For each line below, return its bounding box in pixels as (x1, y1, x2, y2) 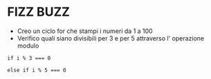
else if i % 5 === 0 (7, 67, 67, 74)
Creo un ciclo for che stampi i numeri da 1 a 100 (17, 27, 154, 35)
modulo (17, 41, 39, 49)
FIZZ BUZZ (7, 4, 71, 20)
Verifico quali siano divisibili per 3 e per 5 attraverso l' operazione (17, 34, 205, 42)
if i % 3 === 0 (7, 54, 51, 62)
